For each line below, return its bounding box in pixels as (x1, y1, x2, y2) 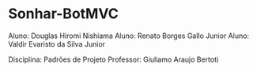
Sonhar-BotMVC (8, 5, 119, 23)
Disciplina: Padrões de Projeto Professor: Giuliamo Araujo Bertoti (8, 55, 219, 64)
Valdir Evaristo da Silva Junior (8, 39, 105, 48)
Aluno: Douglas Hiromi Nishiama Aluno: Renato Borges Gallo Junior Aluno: (8, 31, 250, 40)
